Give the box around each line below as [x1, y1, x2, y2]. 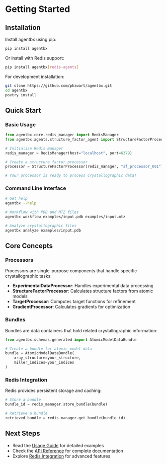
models [12, 293, 28, 299]
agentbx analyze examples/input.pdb [5, 228, 81, 233]
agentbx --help [5, 201, 37, 206]
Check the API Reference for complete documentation [12, 448, 123, 454]
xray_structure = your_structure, [14, 355, 81, 361]
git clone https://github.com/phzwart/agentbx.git [5, 83, 112, 88]
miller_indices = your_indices [14, 360, 75, 365]
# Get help [5, 196, 28, 201]
